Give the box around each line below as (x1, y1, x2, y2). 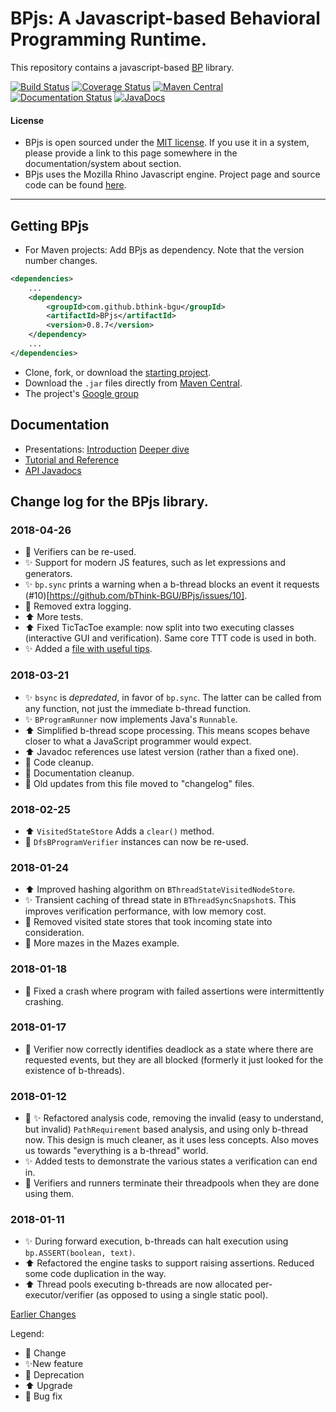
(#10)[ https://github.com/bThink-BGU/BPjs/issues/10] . (24, 590, 248, 602)
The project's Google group (24, 387, 140, 399)
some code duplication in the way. (24, 1268, 167, 1280)
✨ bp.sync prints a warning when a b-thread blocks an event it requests (24, 578, 320, 591)
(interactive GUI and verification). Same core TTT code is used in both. (24, 632, 317, 644)
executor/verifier (24, 1289, 94, 1301)
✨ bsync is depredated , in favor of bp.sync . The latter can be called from (24, 691, 322, 703)
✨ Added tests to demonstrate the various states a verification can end (24, 1155, 318, 1167)
